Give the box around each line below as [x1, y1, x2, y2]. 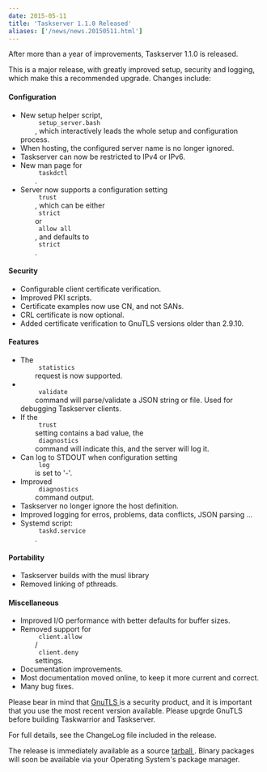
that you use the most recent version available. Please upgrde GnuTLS [8, 706, 243, 716]
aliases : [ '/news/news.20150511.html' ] [8, 27, 143, 35]
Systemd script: [19, 518, 73, 528]
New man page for [19, 160, 83, 170]
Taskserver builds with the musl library [19, 571, 150, 581]
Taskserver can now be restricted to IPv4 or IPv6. [19, 152, 186, 161]
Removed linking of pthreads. [19, 579, 119, 589]
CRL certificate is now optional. [19, 310, 125, 320]
